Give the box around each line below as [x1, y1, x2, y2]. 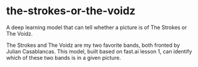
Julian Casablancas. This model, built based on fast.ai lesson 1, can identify [6, 47, 193, 55]
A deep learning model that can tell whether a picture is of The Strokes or [6, 24, 187, 31]
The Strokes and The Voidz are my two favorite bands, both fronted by [6, 42, 181, 49]
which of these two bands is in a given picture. [6, 54, 121, 61]
